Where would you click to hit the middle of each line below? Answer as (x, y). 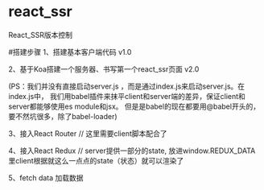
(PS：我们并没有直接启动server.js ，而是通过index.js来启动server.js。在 (127, 86)
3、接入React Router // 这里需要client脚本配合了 (88, 133)
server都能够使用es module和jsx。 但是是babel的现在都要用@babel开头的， (134, 106)
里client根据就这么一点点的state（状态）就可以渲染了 (96, 160)
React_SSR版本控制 (40, 35)
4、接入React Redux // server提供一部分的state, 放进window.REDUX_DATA (132, 151)
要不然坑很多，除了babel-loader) (63, 116)
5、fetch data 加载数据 (46, 178)
